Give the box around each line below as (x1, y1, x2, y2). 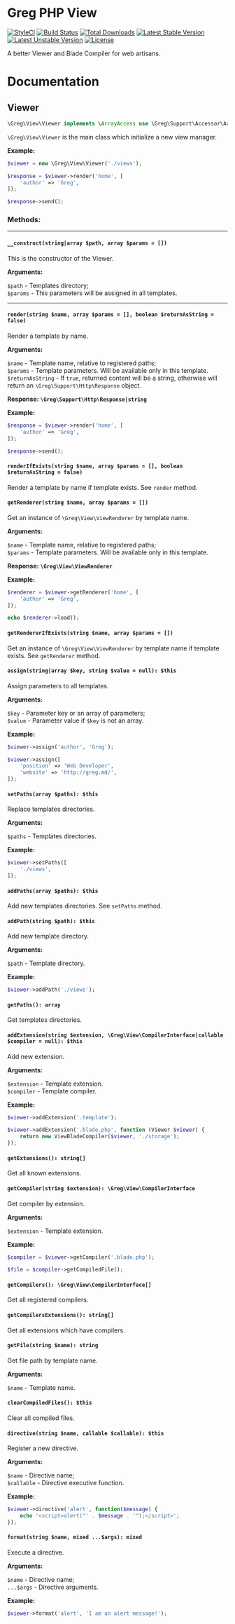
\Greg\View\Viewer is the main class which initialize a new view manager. (7, 132, 218, 141)
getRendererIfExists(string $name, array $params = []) (7, 629, 173, 636)
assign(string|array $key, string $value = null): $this (7, 667, 177, 674)
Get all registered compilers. (7, 1295, 89, 1304)
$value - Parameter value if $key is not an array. (7, 716, 144, 725)
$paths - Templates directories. (7, 832, 97, 840)
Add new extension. (7, 1052, 65, 1060)
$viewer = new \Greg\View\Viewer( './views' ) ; (7, 160, 142, 167)
